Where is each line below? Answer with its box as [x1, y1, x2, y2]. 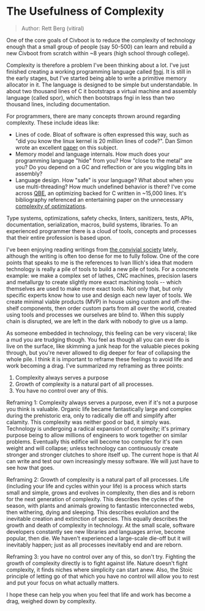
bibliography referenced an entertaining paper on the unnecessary [15, 196, 184, 203]
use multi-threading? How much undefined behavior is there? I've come [15, 183, 196, 190]
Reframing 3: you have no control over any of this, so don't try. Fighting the [6, 553, 196, 560]
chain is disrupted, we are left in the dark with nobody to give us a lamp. [6, 317, 188, 325]
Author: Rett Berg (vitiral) [21, 25, 84, 32]
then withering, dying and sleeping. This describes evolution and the [6, 508, 179, 516]
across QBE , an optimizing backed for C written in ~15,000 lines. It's [15, 189, 187, 197]
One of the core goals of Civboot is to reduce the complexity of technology [6, 36, 196, 44]
